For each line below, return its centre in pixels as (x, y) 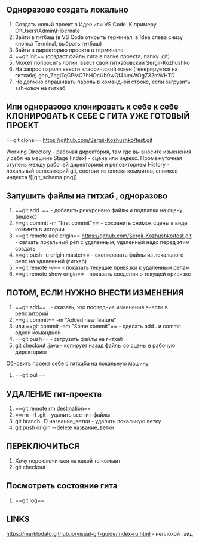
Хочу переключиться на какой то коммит (68, 460)
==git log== (30, 500)
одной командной (38, 333)
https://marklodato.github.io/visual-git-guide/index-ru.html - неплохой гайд (99, 533)
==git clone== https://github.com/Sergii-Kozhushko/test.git (79, 140)
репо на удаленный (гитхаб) (51, 261)
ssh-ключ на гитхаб (40, 88)
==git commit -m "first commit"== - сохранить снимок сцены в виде (101, 223)
